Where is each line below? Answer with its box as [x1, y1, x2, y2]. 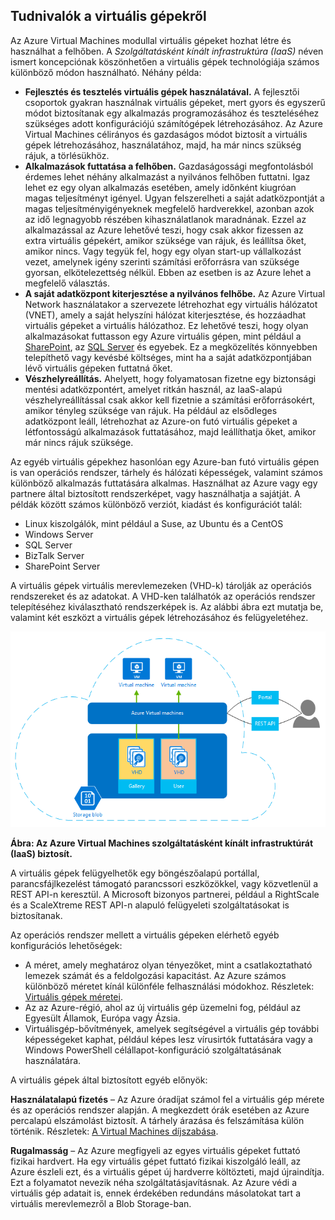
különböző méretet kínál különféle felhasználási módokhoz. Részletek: [24, 980, 315, 992]
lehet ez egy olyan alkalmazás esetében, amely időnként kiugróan [24, 181, 297, 193]
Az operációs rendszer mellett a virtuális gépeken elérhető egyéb [10, 929, 280, 941]
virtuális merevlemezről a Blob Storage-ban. [10, 1197, 192, 1209]
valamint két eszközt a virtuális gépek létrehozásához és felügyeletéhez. [10, 611, 309, 623]
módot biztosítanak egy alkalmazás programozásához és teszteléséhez [24, 107, 320, 119]
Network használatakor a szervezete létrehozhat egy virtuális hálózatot [24, 298, 318, 310]
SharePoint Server [24, 560, 101, 572]
